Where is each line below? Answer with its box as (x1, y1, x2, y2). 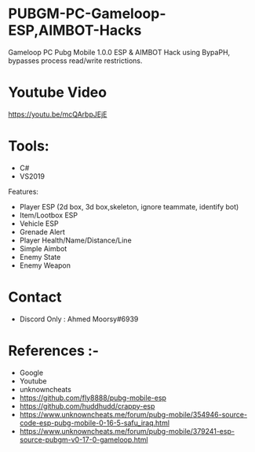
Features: (8, 187, 39, 196)
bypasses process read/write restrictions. (8, 56, 143, 65)
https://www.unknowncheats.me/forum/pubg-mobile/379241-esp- (19, 426, 235, 435)
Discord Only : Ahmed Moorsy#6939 (19, 314, 139, 324)
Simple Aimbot (19, 243, 67, 253)
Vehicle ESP (19, 218, 59, 228)
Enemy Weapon (19, 261, 71, 270)
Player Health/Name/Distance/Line (19, 235, 132, 245)
